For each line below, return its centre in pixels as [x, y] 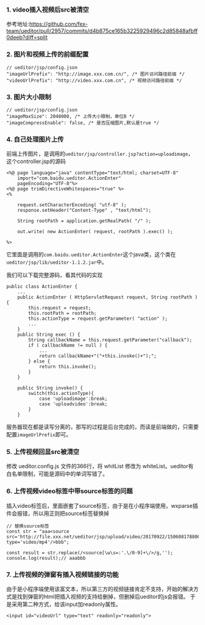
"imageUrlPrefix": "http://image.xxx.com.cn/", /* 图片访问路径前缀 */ [95, 74]
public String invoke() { [50, 388]
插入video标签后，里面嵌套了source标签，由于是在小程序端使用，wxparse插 [102, 505]
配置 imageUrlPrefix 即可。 [39, 435]
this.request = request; [60, 308]
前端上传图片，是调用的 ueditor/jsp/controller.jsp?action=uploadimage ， [100, 154]
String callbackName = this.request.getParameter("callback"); [110, 340]
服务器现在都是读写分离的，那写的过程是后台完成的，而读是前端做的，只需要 [103, 427]
